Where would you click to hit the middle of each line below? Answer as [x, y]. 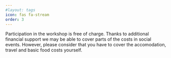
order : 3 [15, 19]
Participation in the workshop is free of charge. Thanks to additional [77, 34]
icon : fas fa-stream [27, 15]
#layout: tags [21, 10]
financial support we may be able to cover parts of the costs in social [78, 39]
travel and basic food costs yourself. [44, 50]
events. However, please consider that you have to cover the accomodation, [86, 45]
